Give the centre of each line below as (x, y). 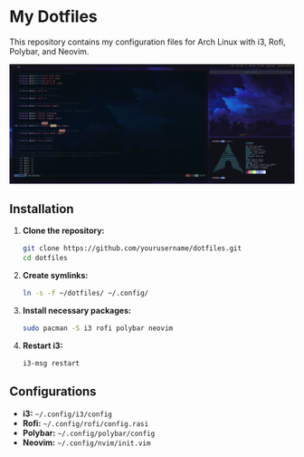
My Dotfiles (53, 17)
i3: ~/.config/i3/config (67, 413)
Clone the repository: (63, 231)
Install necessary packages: (76, 311)
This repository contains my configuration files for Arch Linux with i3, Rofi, (148, 42)
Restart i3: (43, 345)
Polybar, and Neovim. (49, 51)
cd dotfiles (45, 258)
